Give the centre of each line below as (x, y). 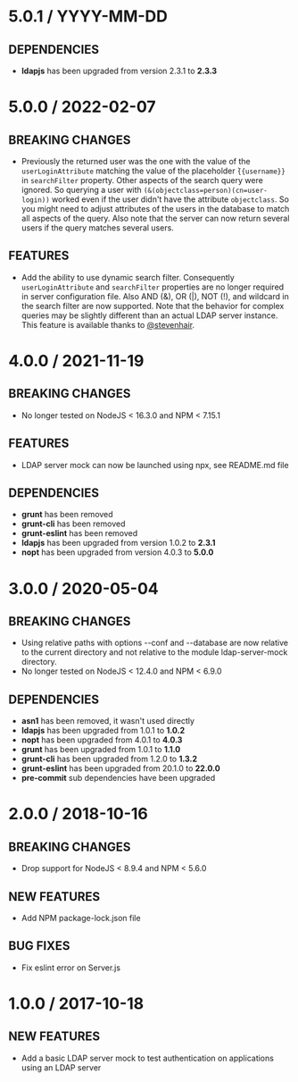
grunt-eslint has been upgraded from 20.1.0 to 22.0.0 (120, 768)
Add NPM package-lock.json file (81, 918)
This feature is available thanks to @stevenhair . (108, 324)
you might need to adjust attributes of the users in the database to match (155, 209)
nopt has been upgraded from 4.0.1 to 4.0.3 (102, 740)
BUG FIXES (39, 946)
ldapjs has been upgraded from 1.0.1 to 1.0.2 (103, 731)
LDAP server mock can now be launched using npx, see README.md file (155, 465)
